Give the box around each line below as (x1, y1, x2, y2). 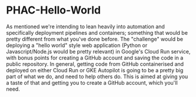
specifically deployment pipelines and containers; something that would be (6, 29, 188, 36)
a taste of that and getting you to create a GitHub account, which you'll (6, 79, 178, 86)
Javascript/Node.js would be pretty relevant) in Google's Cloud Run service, (6, 48, 191, 55)
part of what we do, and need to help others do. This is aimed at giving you (6, 73, 188, 80)
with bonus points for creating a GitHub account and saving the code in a (6, 54, 184, 61)
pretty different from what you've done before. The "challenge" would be (6, 35, 184, 42)
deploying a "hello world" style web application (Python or (6, 42, 148, 49)
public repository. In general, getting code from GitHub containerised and (6, 60, 184, 68)
